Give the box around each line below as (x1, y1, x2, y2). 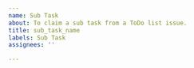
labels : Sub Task (8, 33, 66, 42)
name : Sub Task (8, 11, 59, 20)
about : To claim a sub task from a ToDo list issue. (8, 19, 188, 27)
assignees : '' (8, 41, 56, 49)
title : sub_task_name (8, 26, 81, 34)
